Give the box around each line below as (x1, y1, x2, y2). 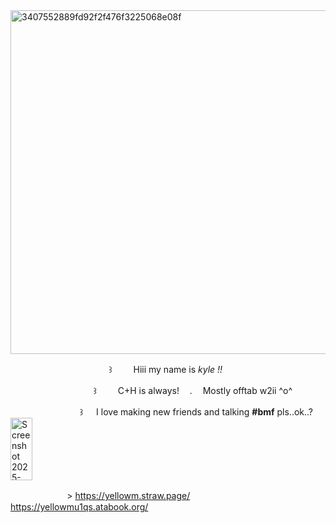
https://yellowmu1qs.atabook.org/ (10, 501, 149, 513)
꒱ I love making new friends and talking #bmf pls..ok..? (79, 406, 313, 418)
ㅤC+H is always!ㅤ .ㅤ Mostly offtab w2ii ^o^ (109, 385, 293, 396)
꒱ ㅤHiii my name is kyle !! (108, 364, 223, 375)
